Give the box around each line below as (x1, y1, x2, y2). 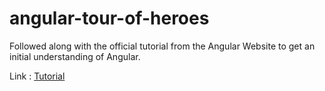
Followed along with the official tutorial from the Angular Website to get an (9, 40, 316, 52)
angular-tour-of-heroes (9, 7, 210, 30)
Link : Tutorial (9, 70, 66, 82)
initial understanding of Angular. (9, 50, 141, 62)
